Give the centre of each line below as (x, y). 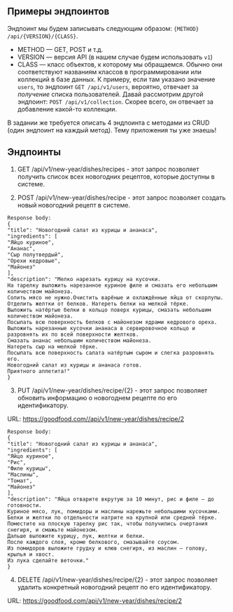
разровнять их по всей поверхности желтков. (73, 334)
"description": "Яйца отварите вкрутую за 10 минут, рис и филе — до (111, 499)
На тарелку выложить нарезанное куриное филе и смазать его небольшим (112, 285)
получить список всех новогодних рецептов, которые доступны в (116, 176)
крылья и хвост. (31, 554)
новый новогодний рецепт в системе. (74, 205)
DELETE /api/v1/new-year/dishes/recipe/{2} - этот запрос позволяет (118, 579)
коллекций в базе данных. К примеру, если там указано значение (116, 79)
